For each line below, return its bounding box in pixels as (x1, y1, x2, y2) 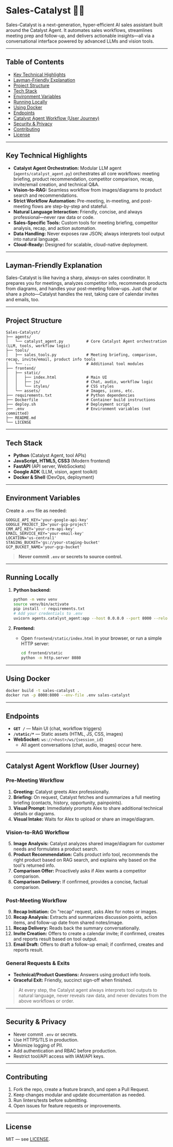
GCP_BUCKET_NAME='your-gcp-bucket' (6, 544, 82, 550)
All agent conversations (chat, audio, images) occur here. (21, 742, 143, 748)
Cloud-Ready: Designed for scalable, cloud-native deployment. (13, 241, 148, 247)
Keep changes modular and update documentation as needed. (13, 1092, 146, 1098)
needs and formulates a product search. (13, 846, 99, 852)
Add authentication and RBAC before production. (13, 1047, 117, 1053)
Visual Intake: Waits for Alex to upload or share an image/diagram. (13, 816, 155, 822)
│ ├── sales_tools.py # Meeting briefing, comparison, (6, 352, 158, 358)
